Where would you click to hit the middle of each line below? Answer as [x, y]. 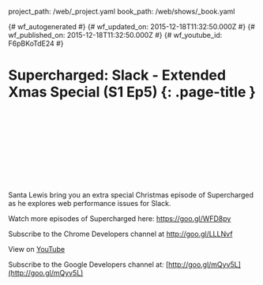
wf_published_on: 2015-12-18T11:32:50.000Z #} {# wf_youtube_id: [115, 35]
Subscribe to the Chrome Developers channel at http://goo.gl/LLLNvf [120, 234]
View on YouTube [37, 249]
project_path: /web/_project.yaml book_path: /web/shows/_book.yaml [122, 11]
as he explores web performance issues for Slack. [90, 203]
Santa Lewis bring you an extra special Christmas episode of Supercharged [131, 195]
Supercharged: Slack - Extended [117, 75]
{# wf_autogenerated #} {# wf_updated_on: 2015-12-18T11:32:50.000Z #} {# [131, 26]
